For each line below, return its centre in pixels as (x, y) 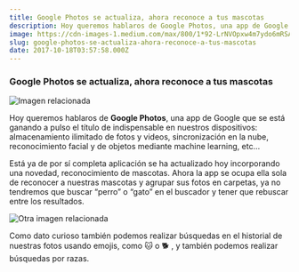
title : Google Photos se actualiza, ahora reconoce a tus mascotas (137, 17)
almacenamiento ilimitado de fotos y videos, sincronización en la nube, (139, 137)
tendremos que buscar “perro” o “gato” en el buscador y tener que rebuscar (149, 192)
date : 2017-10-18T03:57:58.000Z (69, 51)
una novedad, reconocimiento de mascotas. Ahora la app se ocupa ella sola (148, 173)
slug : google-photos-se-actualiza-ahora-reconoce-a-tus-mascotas (133, 42)
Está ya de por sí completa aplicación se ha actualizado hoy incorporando (145, 164)
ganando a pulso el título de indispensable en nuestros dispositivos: (133, 128)
